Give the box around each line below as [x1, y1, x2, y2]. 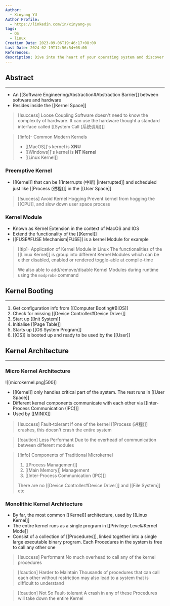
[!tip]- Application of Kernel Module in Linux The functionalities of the [17, 246, 162, 252]
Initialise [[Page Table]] [12, 321, 61, 327]
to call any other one [12, 544, 56, 550]
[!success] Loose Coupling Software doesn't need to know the [17, 112, 148, 118]
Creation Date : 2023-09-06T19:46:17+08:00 [5, 41, 96, 46]
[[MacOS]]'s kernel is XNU [25, 144, 81, 150]
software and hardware [12, 97, 62, 103]
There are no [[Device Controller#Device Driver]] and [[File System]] [17, 482, 161, 488]
